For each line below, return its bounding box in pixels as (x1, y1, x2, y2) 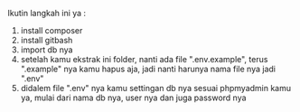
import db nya (20, 44, 73, 55)
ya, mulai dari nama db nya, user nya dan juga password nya (20, 92, 247, 103)
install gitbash (20, 35, 73, 45)
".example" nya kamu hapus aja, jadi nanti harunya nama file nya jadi (20, 63, 277, 74)
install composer (20, 25, 83, 35)
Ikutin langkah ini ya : (7, 8, 87, 18)
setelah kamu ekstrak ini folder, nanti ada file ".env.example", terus (20, 54, 268, 64)
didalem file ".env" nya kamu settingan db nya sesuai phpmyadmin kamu (20, 83, 292, 93)
